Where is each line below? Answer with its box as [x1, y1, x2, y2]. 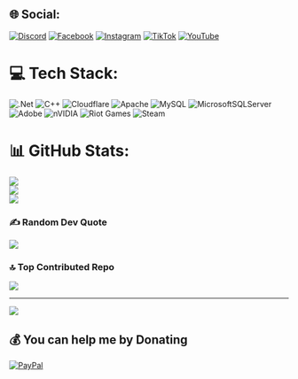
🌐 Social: [9, 7, 60, 22]
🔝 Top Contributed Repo [9, 260, 115, 273]
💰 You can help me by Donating [9, 332, 188, 347]
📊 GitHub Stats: [9, 141, 130, 160]
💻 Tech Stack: [9, 64, 119, 83]
